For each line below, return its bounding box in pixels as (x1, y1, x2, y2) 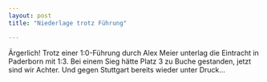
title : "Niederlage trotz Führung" (8, 19, 127, 27)
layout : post (8, 11, 52, 20)
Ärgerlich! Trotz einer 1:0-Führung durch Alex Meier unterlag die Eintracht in (8, 48, 259, 57)
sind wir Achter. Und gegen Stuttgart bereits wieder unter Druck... (8, 64, 226, 74)
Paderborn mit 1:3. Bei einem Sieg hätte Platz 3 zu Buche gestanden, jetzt (8, 57, 252, 66)
